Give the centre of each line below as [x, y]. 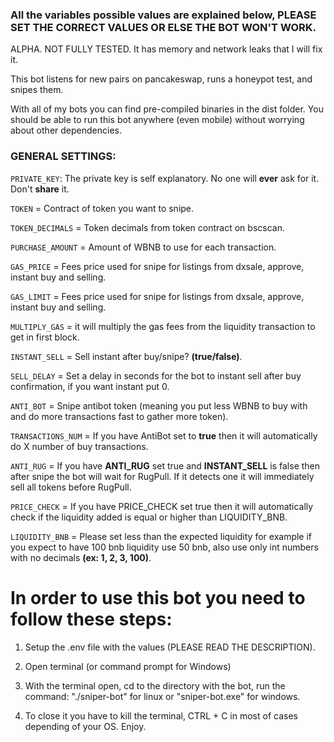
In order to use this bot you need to [158, 597]
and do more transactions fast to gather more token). [119, 416]
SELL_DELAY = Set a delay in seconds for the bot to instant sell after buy [156, 375]
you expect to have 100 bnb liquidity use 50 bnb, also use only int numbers [164, 547]
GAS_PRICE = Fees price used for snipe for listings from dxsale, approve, [157, 266]
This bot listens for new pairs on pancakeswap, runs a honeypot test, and [161, 79]
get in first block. [45, 337]
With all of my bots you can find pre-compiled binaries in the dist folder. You [167, 109]
